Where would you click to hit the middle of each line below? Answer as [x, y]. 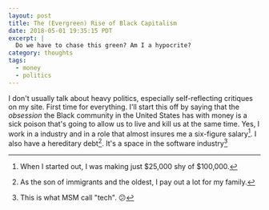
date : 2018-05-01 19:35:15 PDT [60, 30]
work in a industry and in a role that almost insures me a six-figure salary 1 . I [132, 133]
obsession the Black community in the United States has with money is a [128, 115]
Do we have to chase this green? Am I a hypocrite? [104, 46]
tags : [17, 61]
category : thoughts [41, 53]
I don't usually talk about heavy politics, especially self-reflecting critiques [131, 98]
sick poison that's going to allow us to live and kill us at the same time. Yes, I [134, 123]
